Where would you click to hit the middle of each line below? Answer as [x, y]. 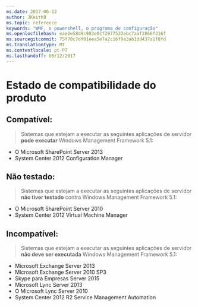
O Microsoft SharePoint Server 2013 [59, 151]
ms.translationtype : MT [36, 45]
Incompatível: [32, 234]
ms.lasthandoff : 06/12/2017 [41, 56]
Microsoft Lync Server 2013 [48, 285]
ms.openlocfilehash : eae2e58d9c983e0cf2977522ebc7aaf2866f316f [86, 34]
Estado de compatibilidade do [81, 85]
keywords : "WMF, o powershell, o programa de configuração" [82, 28]
